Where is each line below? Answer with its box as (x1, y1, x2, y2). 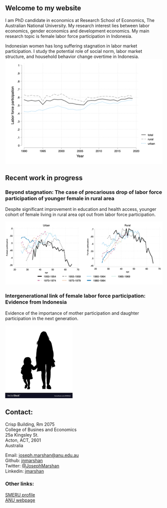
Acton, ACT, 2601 (5, 437, 41, 443)
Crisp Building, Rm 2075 (5, 421, 55, 427)
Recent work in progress (5, 173, 83, 182)
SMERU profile (5, 492, 35, 498)
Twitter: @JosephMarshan (5, 463, 60, 469)
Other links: (5, 481, 34, 488)
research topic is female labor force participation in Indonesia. (5, 33, 133, 39)
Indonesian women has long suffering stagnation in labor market (5, 42, 138, 49)
